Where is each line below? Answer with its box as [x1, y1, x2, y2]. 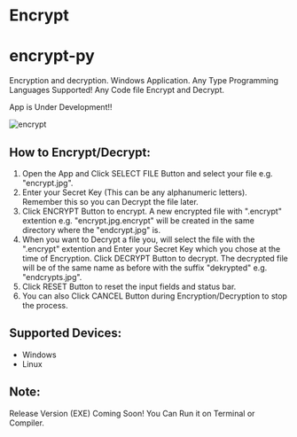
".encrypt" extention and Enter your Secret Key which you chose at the [21, 243, 281, 254]
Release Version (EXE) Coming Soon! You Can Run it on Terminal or [9, 408, 255, 418]
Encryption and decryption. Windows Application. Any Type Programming [9, 75, 279, 86]
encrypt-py [9, 46, 95, 66]
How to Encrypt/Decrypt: [9, 144, 151, 160]
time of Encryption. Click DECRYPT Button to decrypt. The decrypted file [21, 253, 288, 263]
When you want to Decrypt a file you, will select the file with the [21, 234, 255, 245]
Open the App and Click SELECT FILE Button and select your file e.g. [21, 168, 273, 178]
